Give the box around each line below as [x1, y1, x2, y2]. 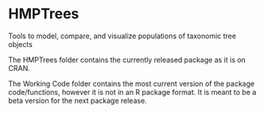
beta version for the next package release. [8, 95, 147, 105]
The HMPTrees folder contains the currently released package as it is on [8, 55, 247, 64]
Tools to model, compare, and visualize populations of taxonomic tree [8, 31, 237, 41]
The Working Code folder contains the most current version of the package [8, 79, 255, 88]
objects [8, 39, 33, 49]
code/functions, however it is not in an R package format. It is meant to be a [8, 87, 257, 96]
